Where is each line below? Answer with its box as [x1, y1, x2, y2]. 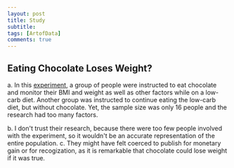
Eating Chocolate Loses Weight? [7, 62, 152, 74]
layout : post [7, 10, 46, 17]
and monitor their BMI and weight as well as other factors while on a [7, 88, 204, 97]
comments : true [7, 36, 52, 43]
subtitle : [7, 23, 37, 30]
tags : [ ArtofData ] [7, 29, 61, 37]
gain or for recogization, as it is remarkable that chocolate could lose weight [7, 146, 228, 155]
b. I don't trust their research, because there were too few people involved [7, 124, 223, 132]
